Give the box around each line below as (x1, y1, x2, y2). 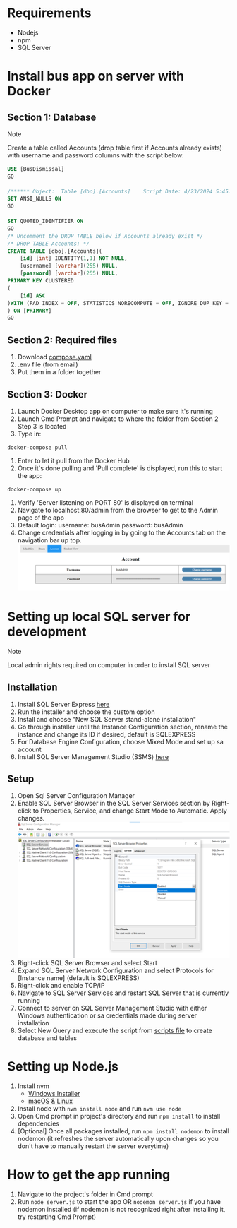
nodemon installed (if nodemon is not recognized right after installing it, (17, 1205, 226, 1213)
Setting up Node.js (7, 1059, 119, 1075)
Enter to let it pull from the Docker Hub (17, 456, 130, 465)
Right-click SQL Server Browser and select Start (17, 959, 157, 967)
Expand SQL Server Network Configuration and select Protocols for (17, 966, 214, 975)
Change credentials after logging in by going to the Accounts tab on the (17, 528, 226, 537)
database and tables (17, 1034, 78, 1042)
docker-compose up (7, 486, 61, 493)
